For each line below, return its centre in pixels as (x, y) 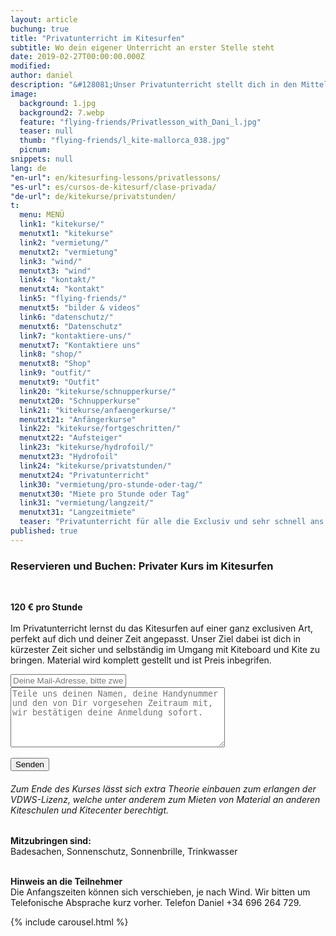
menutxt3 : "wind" (55, 271)
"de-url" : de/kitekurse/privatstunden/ (93, 196)
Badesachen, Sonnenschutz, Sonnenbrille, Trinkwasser (124, 852)
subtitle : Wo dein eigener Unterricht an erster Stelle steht (142, 47)
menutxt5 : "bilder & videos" (80, 308)
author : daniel (42, 76)
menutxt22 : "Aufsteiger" (71, 438)
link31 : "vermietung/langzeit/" (87, 503)
